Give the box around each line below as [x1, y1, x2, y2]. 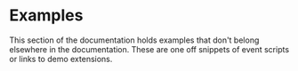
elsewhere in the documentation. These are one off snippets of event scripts [9, 43, 290, 54]
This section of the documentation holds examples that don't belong [9, 35, 260, 45]
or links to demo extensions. [9, 53, 113, 64]
